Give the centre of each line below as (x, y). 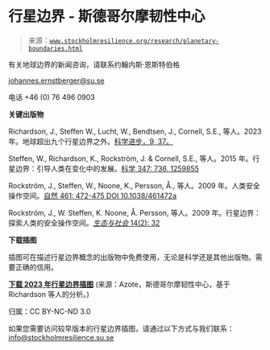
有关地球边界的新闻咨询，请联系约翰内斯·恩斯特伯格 (94, 64)
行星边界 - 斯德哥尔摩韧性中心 (107, 16)
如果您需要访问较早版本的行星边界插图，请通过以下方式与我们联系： (121, 328)
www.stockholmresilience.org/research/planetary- (135, 41)
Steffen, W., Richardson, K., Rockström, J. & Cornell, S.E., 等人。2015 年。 (131, 159)
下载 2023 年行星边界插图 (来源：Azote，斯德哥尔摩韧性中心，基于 (119, 284)
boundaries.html (55, 48)
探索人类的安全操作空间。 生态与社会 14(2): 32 (84, 223)
